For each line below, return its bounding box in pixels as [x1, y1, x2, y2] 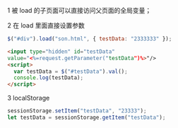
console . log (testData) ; [13, 74, 83, 81]
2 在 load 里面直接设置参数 [7, 21, 85, 30]
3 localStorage [7, 94, 50, 103]
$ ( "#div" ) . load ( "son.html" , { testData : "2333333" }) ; [7, 35, 172, 42]
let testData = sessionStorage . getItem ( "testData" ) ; [7, 114, 166, 121]
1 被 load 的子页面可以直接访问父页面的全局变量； [7, 6, 152, 14]
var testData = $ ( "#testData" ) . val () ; [13, 68, 129, 75]
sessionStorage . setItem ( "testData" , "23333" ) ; [7, 107, 147, 115]
